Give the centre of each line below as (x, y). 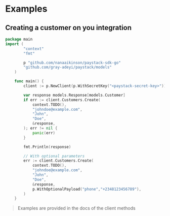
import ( (14, 44)
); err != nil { (40, 128)
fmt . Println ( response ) (47, 147)
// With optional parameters (54, 156)
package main (19, 39)
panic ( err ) (44, 133)
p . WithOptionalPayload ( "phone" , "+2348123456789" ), (87, 189)
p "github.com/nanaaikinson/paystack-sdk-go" (72, 63)
